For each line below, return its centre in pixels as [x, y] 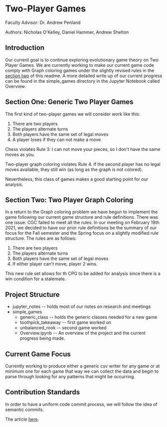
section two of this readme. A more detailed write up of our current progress [84, 76]
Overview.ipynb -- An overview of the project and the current [83, 333]
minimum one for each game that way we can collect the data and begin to [82, 371]
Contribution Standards [43, 392]
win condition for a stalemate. [36, 279]
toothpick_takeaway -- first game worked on [65, 322]
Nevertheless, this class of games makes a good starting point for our [77, 179]
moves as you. [20, 154]
